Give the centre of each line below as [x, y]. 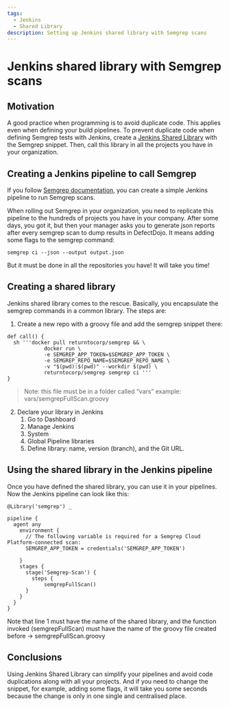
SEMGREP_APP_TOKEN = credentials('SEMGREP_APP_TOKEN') [105, 548]
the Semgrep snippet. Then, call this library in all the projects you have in [110, 145]
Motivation [31, 106]
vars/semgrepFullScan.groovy [67, 398]
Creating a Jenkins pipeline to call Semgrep [102, 173]
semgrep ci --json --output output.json [66, 253]
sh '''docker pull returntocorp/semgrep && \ [80, 343]
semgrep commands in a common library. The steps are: [87, 310]
